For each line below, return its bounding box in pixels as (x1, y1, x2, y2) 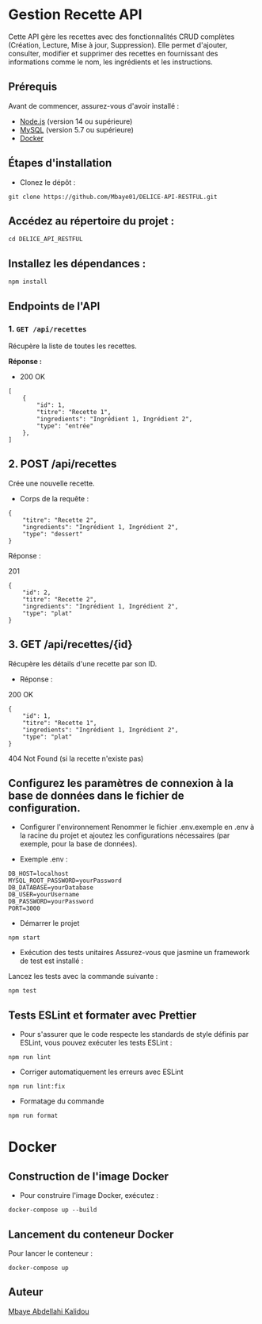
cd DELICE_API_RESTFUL (8, 236, 83, 244)
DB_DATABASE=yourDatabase (8, 884, 93, 892)
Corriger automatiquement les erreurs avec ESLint (19, 1067, 184, 1076)
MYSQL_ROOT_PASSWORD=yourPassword (8, 877, 123, 885)
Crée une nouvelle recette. (8, 478, 95, 488)
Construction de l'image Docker (8, 1169, 169, 1183)
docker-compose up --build (8, 1206, 97, 1215)
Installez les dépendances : (8, 256, 146, 271)
